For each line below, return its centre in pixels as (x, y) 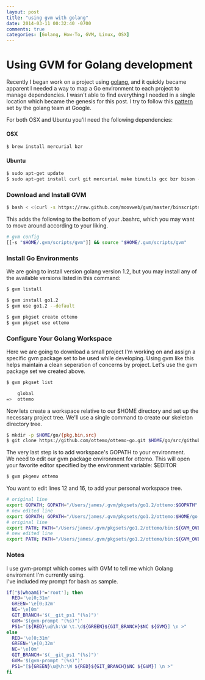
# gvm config (23, 237)
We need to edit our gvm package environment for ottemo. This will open (98, 459)
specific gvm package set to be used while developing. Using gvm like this (100, 358)
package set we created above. (46, 371)
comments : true (26, 29)
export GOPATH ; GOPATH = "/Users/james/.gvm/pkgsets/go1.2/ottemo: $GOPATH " (102, 505)
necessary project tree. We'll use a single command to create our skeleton (100, 417)
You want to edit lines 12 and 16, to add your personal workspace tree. (95, 488)
